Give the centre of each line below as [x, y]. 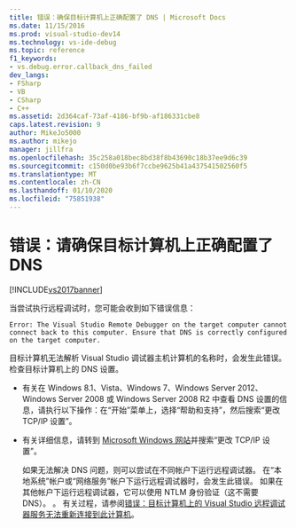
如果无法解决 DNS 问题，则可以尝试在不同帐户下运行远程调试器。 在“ [148, 469]
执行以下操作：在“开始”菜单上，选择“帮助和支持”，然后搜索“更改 [163, 410]
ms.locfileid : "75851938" [57, 199]
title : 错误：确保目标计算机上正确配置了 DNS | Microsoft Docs [117, 17]
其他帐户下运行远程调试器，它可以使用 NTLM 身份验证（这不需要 [140, 492]
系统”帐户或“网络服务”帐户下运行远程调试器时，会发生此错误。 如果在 [156, 481]
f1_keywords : [33, 59]
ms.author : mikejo [43, 141]
